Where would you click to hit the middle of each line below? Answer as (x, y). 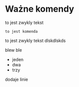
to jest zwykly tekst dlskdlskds (35, 41)
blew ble (14, 50)
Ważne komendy (39, 9)
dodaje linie (16, 79)
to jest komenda (21, 31)
